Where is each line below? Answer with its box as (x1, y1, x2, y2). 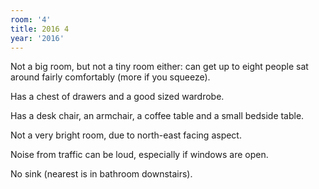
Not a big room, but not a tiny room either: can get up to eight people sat (10, 61, 309, 73)
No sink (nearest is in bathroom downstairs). (10, 168, 193, 180)
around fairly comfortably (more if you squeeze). (10, 71, 211, 83)
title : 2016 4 (10, 24, 70, 34)
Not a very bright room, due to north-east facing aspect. (10, 129, 242, 141)
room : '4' (10, 14, 52, 25)
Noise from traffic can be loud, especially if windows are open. (10, 149, 269, 161)
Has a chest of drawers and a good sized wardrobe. (10, 91, 225, 103)
